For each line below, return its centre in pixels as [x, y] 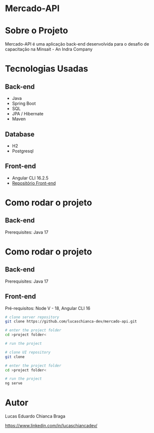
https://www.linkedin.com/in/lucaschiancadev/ [51, 426]
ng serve [14, 384]
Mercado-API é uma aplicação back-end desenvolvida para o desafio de [77, 44]
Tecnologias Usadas [47, 69]
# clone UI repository [28, 352]
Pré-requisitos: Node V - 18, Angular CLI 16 [48, 308]
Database [20, 134]
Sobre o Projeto [37, 31]
